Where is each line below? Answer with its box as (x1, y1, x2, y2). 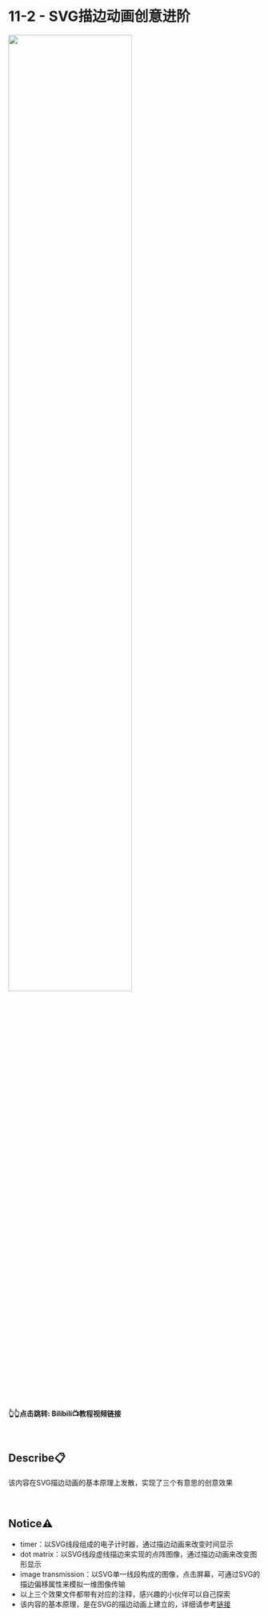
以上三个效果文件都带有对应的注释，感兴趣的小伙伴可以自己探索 (19, 1589, 230, 1598)
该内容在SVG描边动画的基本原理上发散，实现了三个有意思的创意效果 (8, 1477, 234, 1487)
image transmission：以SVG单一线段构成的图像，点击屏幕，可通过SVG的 (19, 1569, 261, 1578)
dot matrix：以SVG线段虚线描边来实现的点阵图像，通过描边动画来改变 (19, 1549, 250, 1558)
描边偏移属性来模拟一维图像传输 (19, 1579, 126, 1589)
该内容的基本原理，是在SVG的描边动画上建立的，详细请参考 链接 (19, 1599, 231, 1609)
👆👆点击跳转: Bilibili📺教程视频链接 (8, 1409, 122, 1418)
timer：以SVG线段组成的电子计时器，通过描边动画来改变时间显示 (19, 1539, 234, 1549)
